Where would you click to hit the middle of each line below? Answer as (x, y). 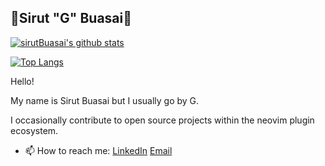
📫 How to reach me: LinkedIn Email (98, 150)
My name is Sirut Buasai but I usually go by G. (105, 100)
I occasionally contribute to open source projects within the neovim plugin (162, 120)
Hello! (22, 81)
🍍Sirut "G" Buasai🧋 (71, 18)
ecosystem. (34, 130)
